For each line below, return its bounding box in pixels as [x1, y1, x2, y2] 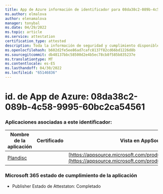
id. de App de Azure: [5, 91, 89, 102]
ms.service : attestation [5, 34, 55, 39]
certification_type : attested [5, 39, 66, 44]
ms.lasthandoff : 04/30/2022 [5, 66, 62, 71]
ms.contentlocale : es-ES [5, 61, 55, 66]
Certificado [36, 137, 64, 144]
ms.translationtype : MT [5, 57, 53, 62]
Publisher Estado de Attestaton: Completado [12, 183, 101, 189]
